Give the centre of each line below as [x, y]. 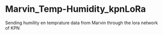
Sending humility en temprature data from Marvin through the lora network [81, 23]
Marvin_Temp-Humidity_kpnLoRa [76, 9]
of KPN [12, 28]
